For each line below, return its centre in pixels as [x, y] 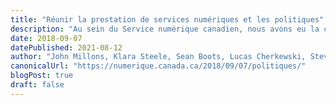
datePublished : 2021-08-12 [66, 47]
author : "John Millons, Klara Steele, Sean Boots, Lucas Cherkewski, [158, 57]
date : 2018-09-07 [46, 38]
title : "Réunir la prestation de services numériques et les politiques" [167, 19]
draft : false [37, 85]
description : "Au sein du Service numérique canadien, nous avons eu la [165, 29]
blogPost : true [42, 76]
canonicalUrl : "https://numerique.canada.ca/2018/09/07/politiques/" [158, 66]
